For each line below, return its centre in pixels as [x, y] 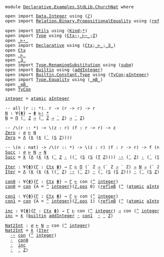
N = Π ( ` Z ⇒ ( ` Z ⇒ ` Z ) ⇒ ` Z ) [45, 118]
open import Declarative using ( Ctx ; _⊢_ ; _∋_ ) [61, 45]
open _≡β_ [17, 84]
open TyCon [18, 89]
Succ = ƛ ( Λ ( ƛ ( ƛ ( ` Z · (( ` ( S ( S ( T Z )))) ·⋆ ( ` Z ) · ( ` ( [81, 157]
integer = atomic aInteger [37, 98]
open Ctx [15, 50]
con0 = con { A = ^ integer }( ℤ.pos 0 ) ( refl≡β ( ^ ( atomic [75, 186]
